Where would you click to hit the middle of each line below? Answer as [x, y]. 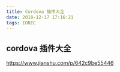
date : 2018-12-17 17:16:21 [40, 17]
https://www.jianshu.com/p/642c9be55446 [60, 63]
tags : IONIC [21, 23]
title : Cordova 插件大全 [35, 12]
